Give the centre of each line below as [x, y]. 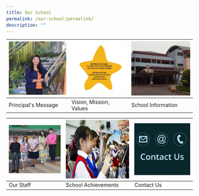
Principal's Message [33, 105]
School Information [154, 105]
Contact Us [148, 185]
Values [80, 108]
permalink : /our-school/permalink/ [50, 19]
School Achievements [92, 185]
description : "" [26, 25]
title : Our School [29, 12]
